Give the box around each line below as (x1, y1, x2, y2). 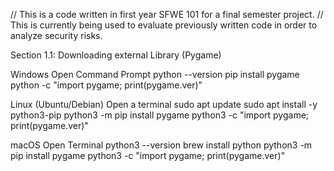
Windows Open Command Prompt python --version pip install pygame (10, 69, 300, 80)
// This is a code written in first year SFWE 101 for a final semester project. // (10, 9, 324, 20)
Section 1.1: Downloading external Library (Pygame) (10, 49, 222, 61)
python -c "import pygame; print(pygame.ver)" (10, 79, 203, 91)
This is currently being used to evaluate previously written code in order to (10, 19, 318, 31)
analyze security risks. (10, 30, 103, 41)
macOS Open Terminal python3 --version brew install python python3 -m (10, 139, 313, 151)
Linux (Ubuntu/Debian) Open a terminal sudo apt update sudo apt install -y (10, 99, 318, 110)
